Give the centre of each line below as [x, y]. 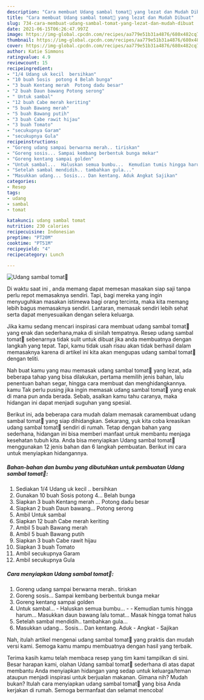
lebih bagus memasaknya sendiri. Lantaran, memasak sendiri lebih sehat [97, 308]
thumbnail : [21, 40]
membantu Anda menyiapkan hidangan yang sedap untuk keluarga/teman [99, 671]
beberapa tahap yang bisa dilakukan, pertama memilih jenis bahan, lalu [95, 377]
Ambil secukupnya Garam [48, 554]
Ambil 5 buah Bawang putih [50, 534]
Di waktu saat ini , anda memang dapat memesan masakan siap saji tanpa [99, 289]
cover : [15, 46]
